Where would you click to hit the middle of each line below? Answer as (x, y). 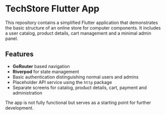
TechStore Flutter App (52, 9)
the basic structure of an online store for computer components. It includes (83, 27)
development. (19, 107)
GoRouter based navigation (41, 66)
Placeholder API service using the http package (62, 82)
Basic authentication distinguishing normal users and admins (75, 77)
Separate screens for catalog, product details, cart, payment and (79, 87)
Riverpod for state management (46, 71)
